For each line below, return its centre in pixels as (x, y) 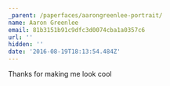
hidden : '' (26, 45)
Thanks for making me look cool (60, 74)
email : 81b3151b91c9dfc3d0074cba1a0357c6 (77, 30)
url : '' (21, 37)
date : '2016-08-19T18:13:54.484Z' (65, 52)
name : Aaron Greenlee (43, 23)
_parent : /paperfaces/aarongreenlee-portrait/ (85, 15)
